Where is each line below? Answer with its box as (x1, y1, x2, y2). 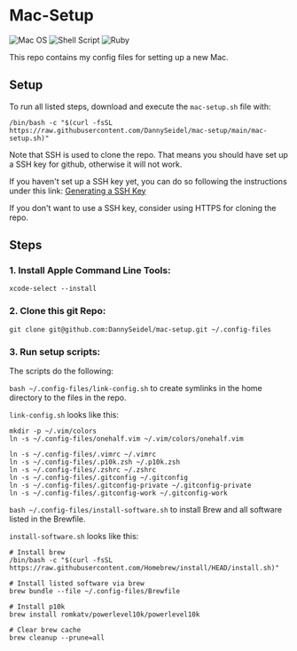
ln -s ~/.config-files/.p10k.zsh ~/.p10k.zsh (9, 458, 180, 467)
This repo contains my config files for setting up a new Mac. (9, 51, 229, 62)
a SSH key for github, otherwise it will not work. (9, 159, 183, 169)
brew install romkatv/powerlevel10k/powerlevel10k (9, 610, 200, 619)
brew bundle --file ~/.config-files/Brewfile (9, 587, 180, 596)
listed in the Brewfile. (9, 514, 86, 524)
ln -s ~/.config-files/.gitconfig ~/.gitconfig (9, 474, 189, 482)
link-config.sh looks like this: (9, 410, 120, 420)
